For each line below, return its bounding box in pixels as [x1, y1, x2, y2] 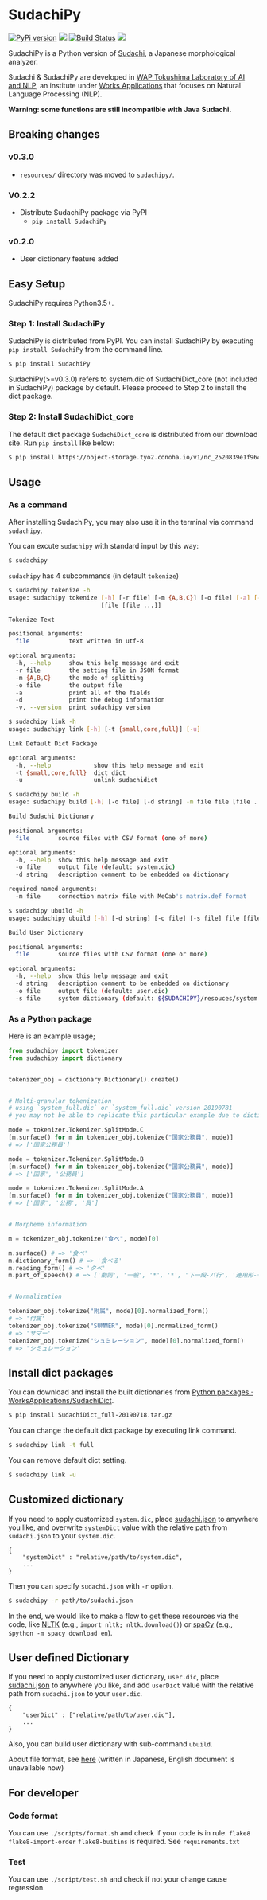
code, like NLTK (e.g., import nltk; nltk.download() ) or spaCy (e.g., [8, 1619, 233, 1629]
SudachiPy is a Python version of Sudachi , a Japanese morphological [8, 48, 236, 57]
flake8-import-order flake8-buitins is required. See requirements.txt [8, 1837, 240, 1847]
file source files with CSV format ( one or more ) [15, 950, 208, 959]
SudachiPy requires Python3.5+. [8, 299, 114, 308]
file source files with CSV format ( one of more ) [15, 834, 208, 842]
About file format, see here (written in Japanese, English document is [8, 1754, 235, 1765]
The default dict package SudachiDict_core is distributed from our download [8, 429, 258, 439]
